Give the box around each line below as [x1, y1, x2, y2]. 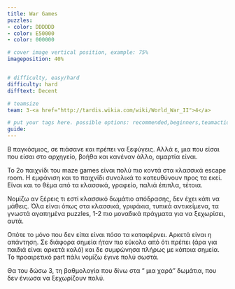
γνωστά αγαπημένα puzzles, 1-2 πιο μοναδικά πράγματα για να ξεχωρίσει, [7, 210, 226, 217]
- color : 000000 [7, 36, 55, 43]
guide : [7, 126, 27, 133]
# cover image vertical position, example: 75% [7, 49, 149, 56]
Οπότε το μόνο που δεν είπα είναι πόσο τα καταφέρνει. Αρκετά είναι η [7, 231, 212, 238]
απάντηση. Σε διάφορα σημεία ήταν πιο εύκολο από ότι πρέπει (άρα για [7, 238, 218, 246]
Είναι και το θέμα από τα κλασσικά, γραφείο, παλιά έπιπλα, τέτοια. [7, 181, 203, 189]
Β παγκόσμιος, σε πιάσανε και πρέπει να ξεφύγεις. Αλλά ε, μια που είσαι [7, 145, 220, 153]
